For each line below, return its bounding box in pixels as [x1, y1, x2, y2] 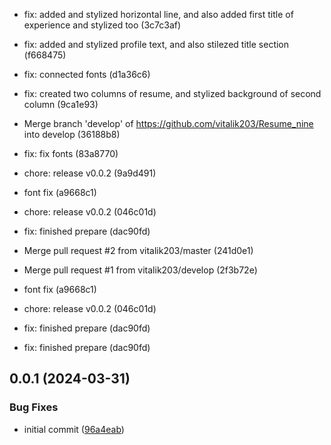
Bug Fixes [9, 400, 59, 414]
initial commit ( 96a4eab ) [23, 423, 125, 435]
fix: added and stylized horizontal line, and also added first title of [23, 9, 294, 20]
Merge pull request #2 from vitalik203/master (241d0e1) [23, 245, 254, 256]
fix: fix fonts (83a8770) [23, 148, 119, 159]
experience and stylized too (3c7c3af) [23, 19, 182, 31]
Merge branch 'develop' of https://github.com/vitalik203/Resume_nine [23, 118, 314, 129]
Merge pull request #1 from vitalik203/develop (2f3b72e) [23, 264, 258, 276]
